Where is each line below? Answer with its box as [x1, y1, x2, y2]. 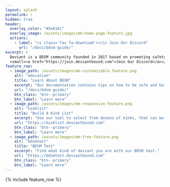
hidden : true [5, 17, 33, 22]
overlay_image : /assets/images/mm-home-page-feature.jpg [10, 31, 133, 36]
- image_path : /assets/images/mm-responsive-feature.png [10, 102, 133, 107]
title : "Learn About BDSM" [14, 78, 71, 83]
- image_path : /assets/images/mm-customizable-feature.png [10, 69, 137, 74]
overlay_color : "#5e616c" [10, 26, 65, 31]
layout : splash [5, 7, 37, 13]
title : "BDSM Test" [14, 144, 56, 149]
